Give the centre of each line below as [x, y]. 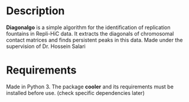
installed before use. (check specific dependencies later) [75, 93]
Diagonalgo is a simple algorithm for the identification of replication [88, 27]
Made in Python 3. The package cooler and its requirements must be [90, 87]
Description [35, 11]
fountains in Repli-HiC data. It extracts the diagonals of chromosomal [90, 33]
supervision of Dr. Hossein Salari [46, 46]
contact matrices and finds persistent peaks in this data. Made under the [94, 40]
